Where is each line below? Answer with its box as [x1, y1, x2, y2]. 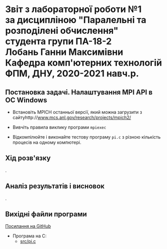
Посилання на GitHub [5, 223, 51, 229]
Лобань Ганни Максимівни [5, 46, 123, 58]
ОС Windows [5, 96, 47, 104]
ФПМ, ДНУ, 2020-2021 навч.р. [5, 68, 139, 79]
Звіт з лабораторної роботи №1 [5, 4, 142, 15]
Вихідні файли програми [5, 210, 87, 219]
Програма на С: [12, 233, 47, 239]
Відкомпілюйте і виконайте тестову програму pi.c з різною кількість [12, 134, 161, 140]
